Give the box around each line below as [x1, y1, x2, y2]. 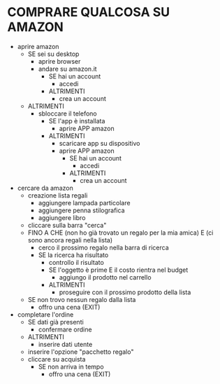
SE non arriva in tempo [38, 362, 104, 371]
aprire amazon [17, 42, 59, 50]
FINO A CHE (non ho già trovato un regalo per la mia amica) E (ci [27, 228, 214, 237]
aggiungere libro [38, 213, 86, 221]
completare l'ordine [17, 310, 74, 319]
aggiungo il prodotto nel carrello [59, 273, 152, 281]
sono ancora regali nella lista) [27, 235, 113, 244]
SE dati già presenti [27, 317, 84, 326]
